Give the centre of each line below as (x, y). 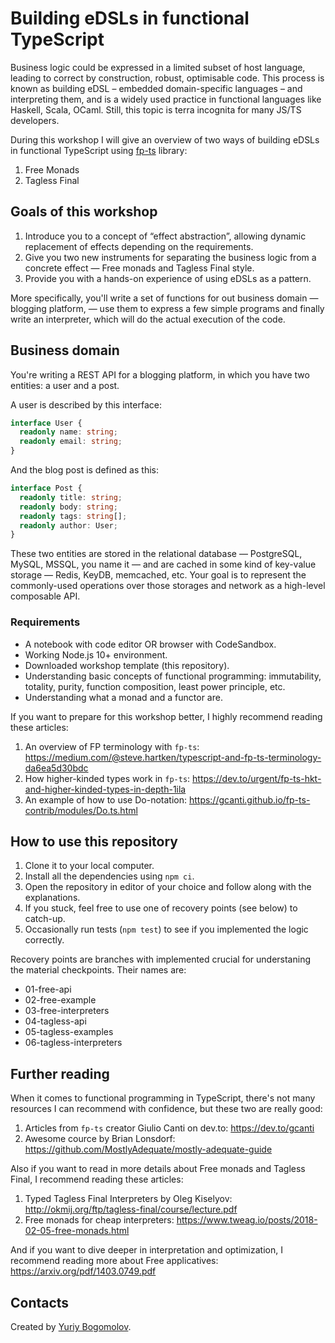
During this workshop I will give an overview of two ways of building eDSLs (165, 139)
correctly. (44, 940)
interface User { (46, 423)
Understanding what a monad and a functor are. (123, 697)
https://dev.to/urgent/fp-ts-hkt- (257, 778)
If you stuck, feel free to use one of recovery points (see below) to (161, 908)
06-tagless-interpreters (73, 1043)
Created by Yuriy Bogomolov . (71, 1327)
